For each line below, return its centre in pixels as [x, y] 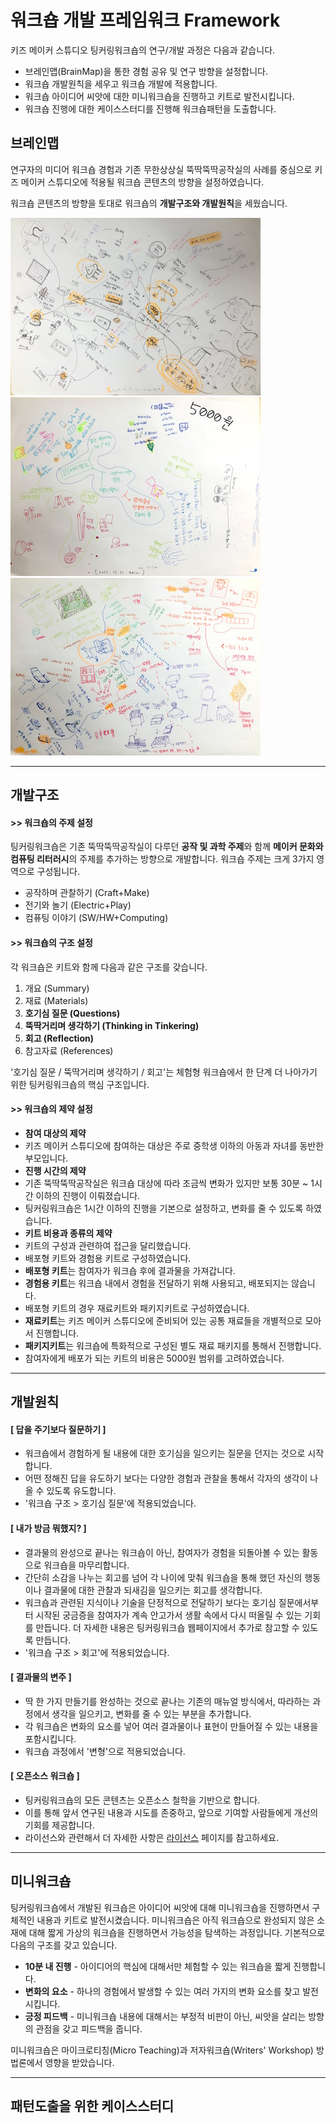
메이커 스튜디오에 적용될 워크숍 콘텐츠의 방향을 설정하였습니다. [142, 182]
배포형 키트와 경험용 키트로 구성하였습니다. [108, 1258]
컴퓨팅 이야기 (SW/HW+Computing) [96, 918]
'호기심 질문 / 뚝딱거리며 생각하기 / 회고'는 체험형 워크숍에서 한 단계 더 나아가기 [164, 1072]
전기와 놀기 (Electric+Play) [78, 905]
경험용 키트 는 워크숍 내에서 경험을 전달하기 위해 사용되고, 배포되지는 [157, 1283]
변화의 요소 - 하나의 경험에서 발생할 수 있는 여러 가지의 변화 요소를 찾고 [162, 1991]
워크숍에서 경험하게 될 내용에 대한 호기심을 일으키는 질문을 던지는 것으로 [165, 1453]
